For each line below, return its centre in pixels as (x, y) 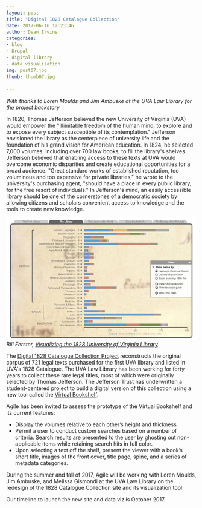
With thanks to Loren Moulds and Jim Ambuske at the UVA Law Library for (99, 101)
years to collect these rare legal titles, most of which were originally (90, 375)
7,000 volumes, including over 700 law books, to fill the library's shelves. (96, 151)
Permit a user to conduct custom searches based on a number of (96, 431)
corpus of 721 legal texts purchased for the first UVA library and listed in (96, 363)
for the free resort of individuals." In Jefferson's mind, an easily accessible (99, 190)
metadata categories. (41, 463)
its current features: (31, 413)
